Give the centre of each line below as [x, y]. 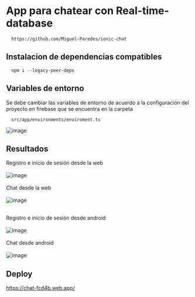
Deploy [19, 274]
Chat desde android [30, 243]
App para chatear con [60, 11]
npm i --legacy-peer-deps [43, 70]
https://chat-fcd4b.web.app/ [40, 288]
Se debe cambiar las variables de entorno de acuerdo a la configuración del [97, 102]
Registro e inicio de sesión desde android [56, 218]
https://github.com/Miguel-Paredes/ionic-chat [69, 39]
